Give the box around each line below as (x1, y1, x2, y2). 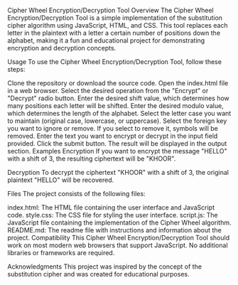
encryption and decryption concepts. (7, 44, 117, 52)
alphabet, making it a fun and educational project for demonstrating (7, 36, 205, 45)
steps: (7, 65, 26, 73)
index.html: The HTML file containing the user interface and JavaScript (7, 203, 215, 212)
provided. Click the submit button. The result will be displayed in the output (7, 139, 227, 148)
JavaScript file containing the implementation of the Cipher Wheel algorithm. (7, 218, 232, 227)
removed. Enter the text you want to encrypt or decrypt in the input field (7, 131, 218, 140)
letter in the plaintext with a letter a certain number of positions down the (7, 28, 221, 37)
